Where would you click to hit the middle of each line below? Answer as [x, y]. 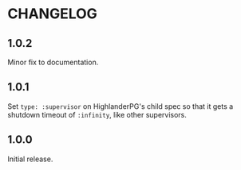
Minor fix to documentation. [53, 62]
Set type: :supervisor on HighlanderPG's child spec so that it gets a [120, 106]
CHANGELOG [52, 14]
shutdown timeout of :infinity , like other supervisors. [97, 114]
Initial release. [30, 159]
